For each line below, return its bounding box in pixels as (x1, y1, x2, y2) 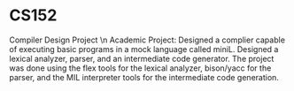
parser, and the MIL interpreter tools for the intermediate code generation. (9, 72, 279, 82)
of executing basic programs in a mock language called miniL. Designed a (9, 43, 279, 54)
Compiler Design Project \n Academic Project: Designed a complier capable (9, 34, 286, 45)
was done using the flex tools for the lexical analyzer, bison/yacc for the (9, 63, 272, 73)
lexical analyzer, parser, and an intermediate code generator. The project (9, 53, 275, 64)
